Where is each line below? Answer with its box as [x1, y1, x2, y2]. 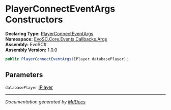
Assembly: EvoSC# [5, 41, 47, 47]
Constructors [5, 14, 63, 25]
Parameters [5, 70, 43, 79]
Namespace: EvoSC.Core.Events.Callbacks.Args [5, 36, 107, 42]
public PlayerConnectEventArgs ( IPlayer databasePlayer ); [5, 56, 129, 61]
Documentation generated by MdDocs [5, 98, 85, 104]
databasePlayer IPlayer [5, 84, 53, 90]
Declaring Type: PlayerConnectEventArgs [5, 30, 94, 36]
